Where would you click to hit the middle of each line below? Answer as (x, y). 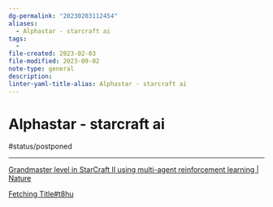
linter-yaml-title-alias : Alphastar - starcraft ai (97, 84)
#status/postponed (40, 146)
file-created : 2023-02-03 (52, 54)
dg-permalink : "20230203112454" (63, 16)
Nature (20, 179)
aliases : (23, 24)
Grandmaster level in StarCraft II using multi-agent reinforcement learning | (134, 170)
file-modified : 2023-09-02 (54, 62)
